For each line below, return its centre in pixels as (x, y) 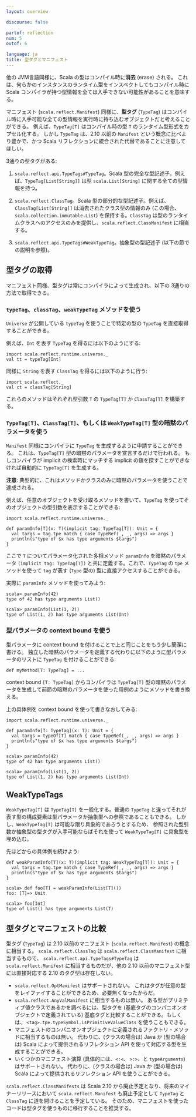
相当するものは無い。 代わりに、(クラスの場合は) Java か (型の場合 (105, 1037)
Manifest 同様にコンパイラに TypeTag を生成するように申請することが (90, 446)
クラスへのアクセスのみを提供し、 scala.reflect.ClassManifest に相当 (104, 222)
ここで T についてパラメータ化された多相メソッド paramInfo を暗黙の (89, 556)
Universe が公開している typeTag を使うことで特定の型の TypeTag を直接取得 (97, 323)
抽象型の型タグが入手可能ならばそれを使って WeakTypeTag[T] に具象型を (102, 831)
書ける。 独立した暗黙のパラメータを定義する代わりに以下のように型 (89, 652)
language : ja (22, 54)
